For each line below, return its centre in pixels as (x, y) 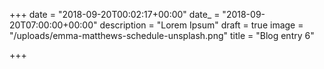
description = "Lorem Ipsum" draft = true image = (201, 25)
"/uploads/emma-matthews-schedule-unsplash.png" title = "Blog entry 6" (162, 35)
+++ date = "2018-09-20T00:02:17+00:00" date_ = (115, 14)
